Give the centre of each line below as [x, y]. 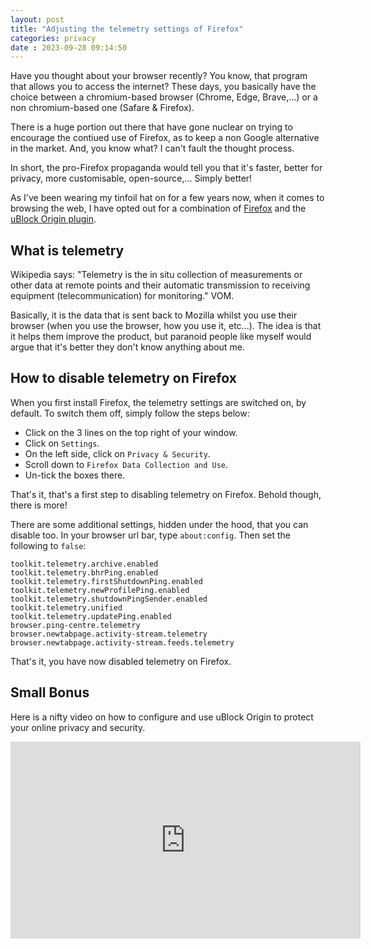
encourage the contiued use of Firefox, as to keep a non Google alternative [165, 138]
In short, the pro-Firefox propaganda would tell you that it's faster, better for [166, 168]
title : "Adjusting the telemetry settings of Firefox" [127, 29]
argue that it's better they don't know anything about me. [127, 347]
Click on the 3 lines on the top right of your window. [131, 432]
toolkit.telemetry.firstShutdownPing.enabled [106, 581]
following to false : [48, 545]
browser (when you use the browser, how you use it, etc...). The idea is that [166, 326]
